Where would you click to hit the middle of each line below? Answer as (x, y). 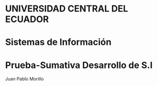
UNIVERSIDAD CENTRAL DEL (67, 9)
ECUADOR (27, 19)
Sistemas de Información (58, 42)
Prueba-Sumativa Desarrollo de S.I (79, 65)
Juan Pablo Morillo (25, 79)
